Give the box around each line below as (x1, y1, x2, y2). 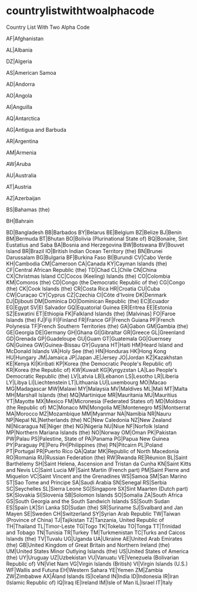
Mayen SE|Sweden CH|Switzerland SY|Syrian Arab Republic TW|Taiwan (6, 510, 181, 517)
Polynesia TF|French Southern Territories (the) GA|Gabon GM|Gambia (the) (6, 322, 189, 330)
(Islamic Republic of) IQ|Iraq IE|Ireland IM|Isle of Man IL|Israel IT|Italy (6, 578, 173, 586)
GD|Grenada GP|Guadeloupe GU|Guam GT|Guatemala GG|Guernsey (6, 335, 172, 342)
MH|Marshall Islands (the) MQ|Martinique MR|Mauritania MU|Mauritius (6, 391, 178, 398)
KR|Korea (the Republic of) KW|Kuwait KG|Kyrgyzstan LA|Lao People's (6, 366, 178, 373)
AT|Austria (6, 183, 32, 190)
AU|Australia (6, 172, 37, 179)
